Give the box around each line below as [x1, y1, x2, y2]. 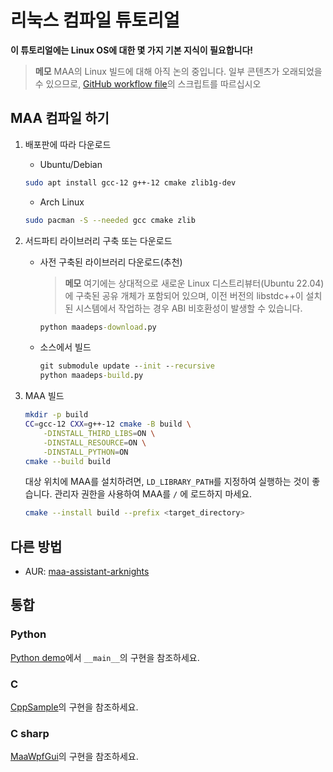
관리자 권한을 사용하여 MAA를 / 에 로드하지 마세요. [54, 488, 253, 500]
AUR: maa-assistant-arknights [24, 566, 150, 578]
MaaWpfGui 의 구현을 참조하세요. [10, 751, 139, 763]
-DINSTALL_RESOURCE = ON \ [43, 437, 147, 448]
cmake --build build [24, 456, 111, 466]
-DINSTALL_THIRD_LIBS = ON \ [43, 428, 156, 438]
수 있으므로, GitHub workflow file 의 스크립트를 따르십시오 [34, 77, 262, 90]
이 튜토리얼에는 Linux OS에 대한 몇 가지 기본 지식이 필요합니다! [10, 44, 254, 56]
